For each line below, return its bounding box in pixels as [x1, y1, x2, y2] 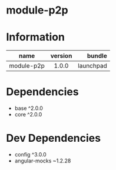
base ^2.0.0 [14, 105, 43, 112]
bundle [87, 52, 107, 60]
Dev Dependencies [6, 132, 101, 145]
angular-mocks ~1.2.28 [14, 157, 71, 164]
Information [6, 31, 65, 44]
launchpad [77, 62, 107, 70]
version [50, 52, 72, 60]
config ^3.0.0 [14, 151, 47, 158]
